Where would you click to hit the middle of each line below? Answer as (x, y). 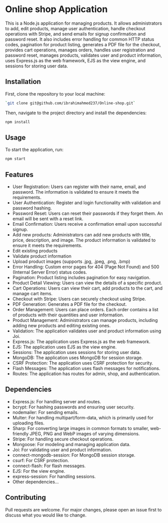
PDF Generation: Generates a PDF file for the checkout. (69, 304)
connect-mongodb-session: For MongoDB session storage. (74, 455)
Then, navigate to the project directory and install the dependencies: (76, 113)
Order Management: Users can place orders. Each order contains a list (86, 310)
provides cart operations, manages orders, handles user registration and (80, 50)
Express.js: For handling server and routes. (57, 401)
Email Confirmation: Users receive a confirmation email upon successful (87, 224)
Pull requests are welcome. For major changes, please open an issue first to (83, 509)
